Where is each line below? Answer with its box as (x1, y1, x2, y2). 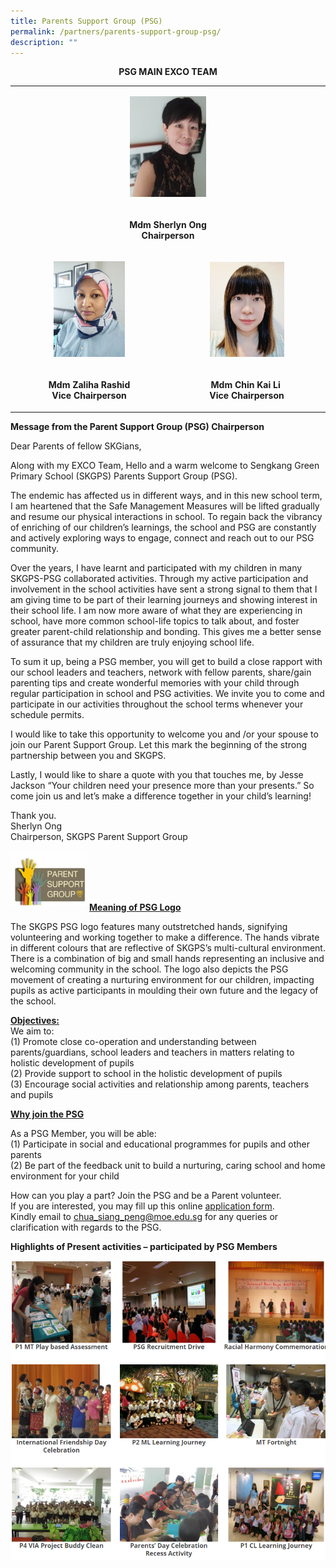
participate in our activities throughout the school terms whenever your (10, 698, 304, 710)
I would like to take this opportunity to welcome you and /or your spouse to (10, 728, 319, 740)
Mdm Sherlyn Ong (129, 218, 207, 230)
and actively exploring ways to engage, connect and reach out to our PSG (10, 531, 315, 544)
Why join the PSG (10, 1108, 85, 1120)
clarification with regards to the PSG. (10, 1221, 162, 1233)
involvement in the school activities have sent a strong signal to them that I (10, 583, 318, 595)
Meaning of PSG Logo (89, 901, 182, 913)
